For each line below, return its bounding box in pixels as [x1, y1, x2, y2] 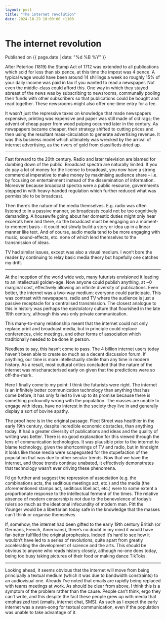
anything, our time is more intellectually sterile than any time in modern [5, 357, 150, 363]
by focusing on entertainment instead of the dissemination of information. [5, 177, 155, 184]
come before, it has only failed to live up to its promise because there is [5, 392, 151, 398]
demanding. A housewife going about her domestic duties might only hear [5, 213, 156, 219]
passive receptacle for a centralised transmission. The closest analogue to [5, 301, 157, 307]
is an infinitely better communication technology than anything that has [5, 387, 150, 393]
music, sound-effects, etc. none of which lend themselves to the [5, 234, 137, 241]
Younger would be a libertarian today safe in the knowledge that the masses [5, 506, 160, 512]
